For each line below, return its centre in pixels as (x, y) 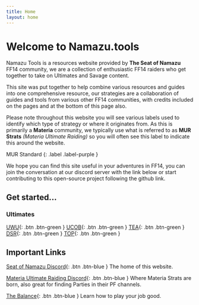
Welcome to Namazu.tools (73, 47)
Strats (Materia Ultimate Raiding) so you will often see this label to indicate (98, 137)
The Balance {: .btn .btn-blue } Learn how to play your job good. (84, 295)
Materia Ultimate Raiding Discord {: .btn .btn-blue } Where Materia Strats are (99, 278)
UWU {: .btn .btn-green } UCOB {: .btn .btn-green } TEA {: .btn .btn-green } (96, 227)
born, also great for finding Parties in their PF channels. (74, 284)
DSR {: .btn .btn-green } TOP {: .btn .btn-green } (63, 234)
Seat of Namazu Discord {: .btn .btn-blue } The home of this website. (90, 266)
